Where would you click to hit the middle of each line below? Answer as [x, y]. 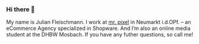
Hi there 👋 [21, 9]
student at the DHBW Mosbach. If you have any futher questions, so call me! [100, 35]
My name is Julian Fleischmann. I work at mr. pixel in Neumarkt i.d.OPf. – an [99, 22]
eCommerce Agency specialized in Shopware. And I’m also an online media [99, 28]
